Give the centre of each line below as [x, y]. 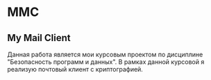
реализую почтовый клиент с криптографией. [75, 69]
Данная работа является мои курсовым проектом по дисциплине [105, 54]
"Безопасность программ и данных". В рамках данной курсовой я [106, 62]
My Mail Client [39, 38]
